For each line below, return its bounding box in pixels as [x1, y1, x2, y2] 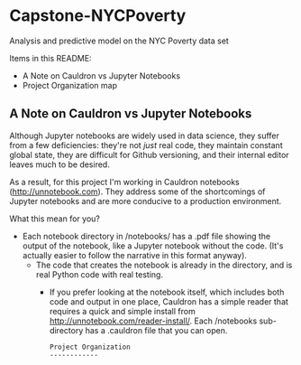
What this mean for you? [9, 213, 101, 224]
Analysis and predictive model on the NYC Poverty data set [9, 35, 230, 46]
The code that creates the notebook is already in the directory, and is [35, 259, 293, 270]
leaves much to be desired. [9, 159, 110, 170]
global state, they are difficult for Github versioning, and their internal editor [9, 149, 290, 160]
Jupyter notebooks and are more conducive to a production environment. [9, 195, 282, 206]
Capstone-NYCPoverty [9, 5, 187, 26]
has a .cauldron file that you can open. [85, 324, 228, 335]
